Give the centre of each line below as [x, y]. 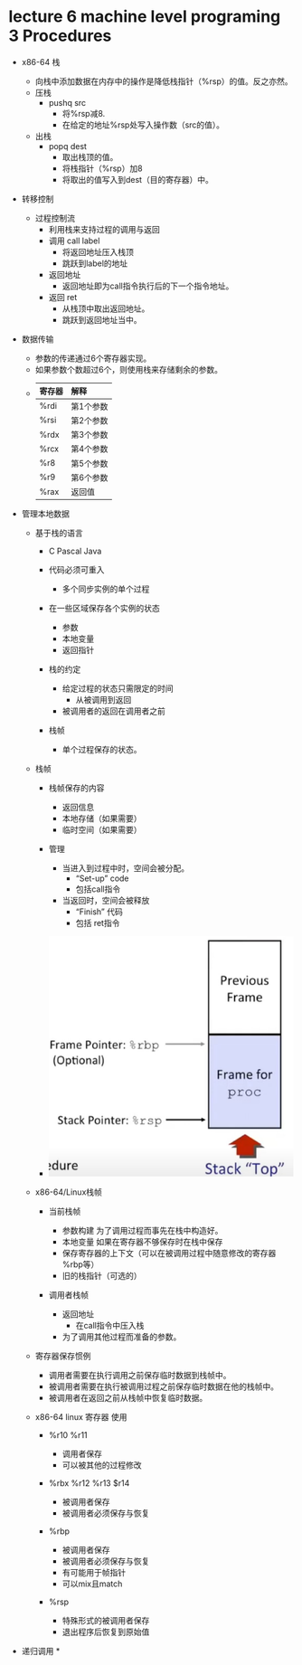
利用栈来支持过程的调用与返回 [104, 229]
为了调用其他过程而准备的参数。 [122, 1337]
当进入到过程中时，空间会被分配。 [126, 868]
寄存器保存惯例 [63, 1356]
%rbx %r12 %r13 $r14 [89, 1483]
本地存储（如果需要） [102, 818]
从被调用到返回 [104, 699]
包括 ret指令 [98, 922]
